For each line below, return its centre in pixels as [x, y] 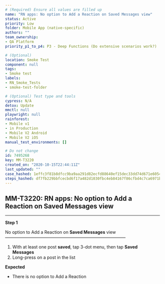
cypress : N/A [18, 101]
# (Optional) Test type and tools [41, 96]
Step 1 [12, 223]
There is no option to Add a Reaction [49, 277]
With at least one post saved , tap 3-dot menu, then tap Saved [75, 247]
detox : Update [20, 106]
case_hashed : [18, 174]
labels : [13, 78]
